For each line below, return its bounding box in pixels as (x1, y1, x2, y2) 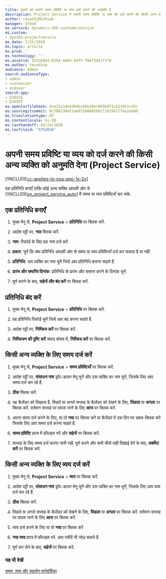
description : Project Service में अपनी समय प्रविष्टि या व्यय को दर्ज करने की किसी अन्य (5, 12, 157, 17)
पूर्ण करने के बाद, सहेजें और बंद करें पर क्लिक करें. (12, 279, 89, 285)
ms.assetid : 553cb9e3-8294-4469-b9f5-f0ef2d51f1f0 (5, 58, 112, 63)
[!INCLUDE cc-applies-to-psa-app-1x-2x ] (5, 176, 88, 182)
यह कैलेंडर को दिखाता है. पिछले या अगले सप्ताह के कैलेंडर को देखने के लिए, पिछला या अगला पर (12, 399, 161, 405)
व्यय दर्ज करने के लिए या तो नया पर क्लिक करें (12, 524, 83, 530)
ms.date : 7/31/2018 (5, 40, 45, 45)
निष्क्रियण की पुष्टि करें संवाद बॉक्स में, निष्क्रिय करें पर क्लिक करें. (12, 336, 112, 342)
